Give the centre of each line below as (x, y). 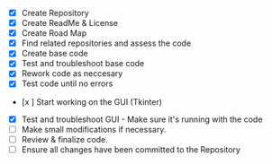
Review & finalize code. (65, 139)
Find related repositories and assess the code (106, 43)
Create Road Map (54, 33)
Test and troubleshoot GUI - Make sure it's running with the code (142, 119)
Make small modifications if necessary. (94, 129)
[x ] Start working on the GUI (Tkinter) (92, 101)
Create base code (54, 54)
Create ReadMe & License (70, 23)
